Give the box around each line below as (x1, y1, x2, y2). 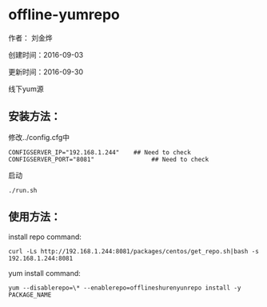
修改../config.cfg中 (8, 132, 70, 142)
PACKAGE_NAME (8, 290, 52, 299)
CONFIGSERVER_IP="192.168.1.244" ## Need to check (8, 148, 192, 157)
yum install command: (8, 268, 82, 277)
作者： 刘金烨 (8, 33, 53, 42)
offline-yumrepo (8, 6, 120, 24)
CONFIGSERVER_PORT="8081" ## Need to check (8, 155, 209, 163)
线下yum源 (8, 84, 44, 94)
